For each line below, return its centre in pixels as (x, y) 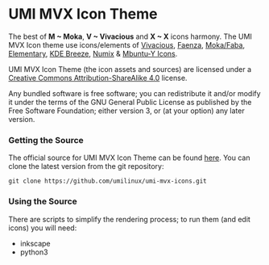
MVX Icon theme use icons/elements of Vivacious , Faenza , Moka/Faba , (127, 44)
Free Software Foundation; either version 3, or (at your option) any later (126, 111)
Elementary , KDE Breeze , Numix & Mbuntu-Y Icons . (93, 53)
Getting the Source (46, 140)
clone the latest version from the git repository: (86, 166)
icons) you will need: (43, 228)
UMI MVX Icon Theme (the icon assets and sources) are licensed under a (130, 69)
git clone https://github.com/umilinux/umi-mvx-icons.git (108, 181)
